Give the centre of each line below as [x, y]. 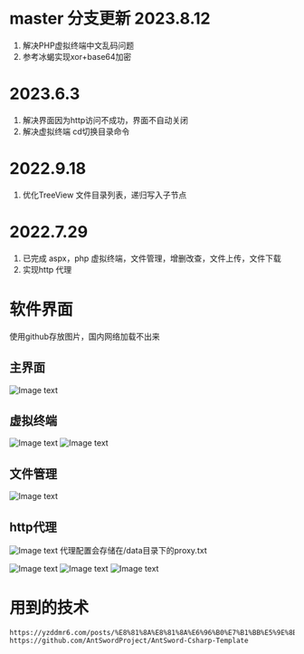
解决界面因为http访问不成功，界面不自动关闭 [105, 120]
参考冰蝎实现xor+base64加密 [77, 56]
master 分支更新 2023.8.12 [110, 19]
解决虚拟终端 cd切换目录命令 [76, 131]
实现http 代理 [47, 269]
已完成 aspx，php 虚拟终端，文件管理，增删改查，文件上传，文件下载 [152, 258]
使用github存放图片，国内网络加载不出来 [85, 336]
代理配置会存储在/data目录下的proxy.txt [133, 550]
